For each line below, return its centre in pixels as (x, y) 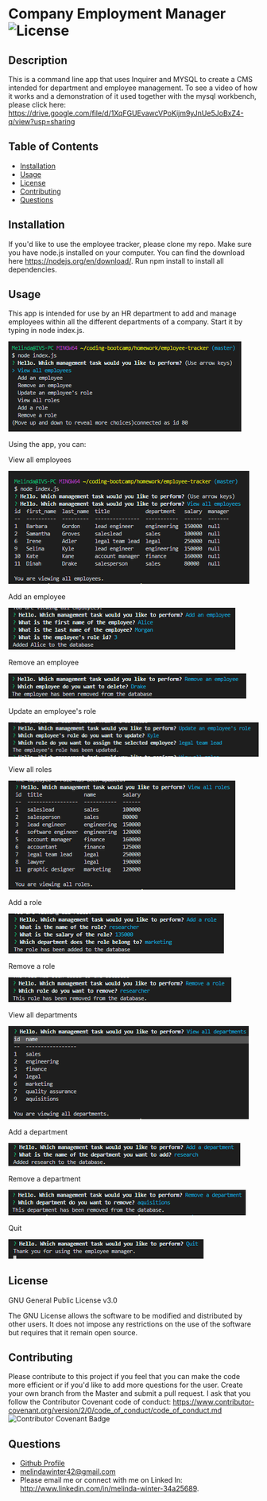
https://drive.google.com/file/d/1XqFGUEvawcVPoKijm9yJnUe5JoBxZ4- (126, 113)
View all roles (30, 769)
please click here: (37, 105)
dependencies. (33, 269)
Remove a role (32, 966)
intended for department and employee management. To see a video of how (133, 88)
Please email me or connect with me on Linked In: (101, 1480)
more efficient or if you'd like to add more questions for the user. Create (126, 1385)
